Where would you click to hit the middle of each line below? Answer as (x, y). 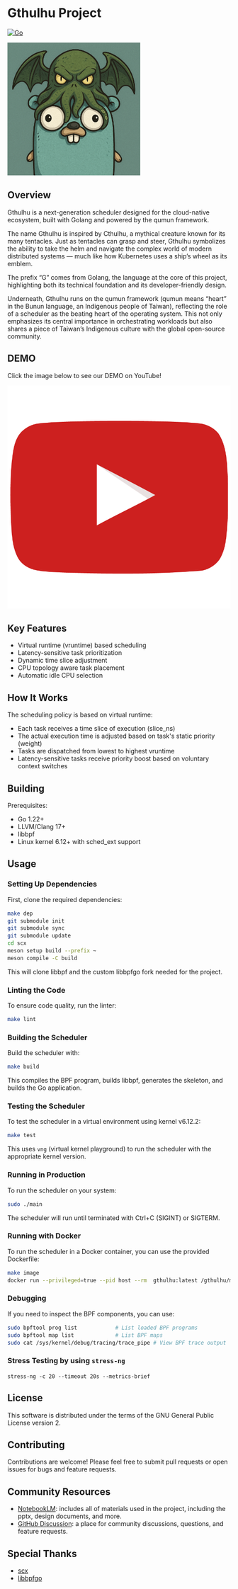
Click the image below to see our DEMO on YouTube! (84, 375)
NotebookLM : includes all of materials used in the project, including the (121, 1509)
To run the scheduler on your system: (62, 1190)
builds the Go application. (45, 1088)
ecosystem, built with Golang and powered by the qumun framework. (108, 220)
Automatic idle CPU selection (60, 676)
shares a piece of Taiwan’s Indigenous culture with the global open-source (116, 329)
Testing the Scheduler (46, 1106)
